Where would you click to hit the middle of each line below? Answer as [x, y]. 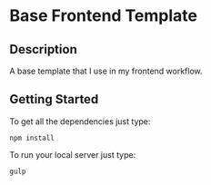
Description [43, 49]
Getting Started [54, 99]
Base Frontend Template [104, 16]
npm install [32, 138]
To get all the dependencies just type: [80, 121]
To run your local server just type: [73, 154]
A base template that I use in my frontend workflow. [106, 71]
